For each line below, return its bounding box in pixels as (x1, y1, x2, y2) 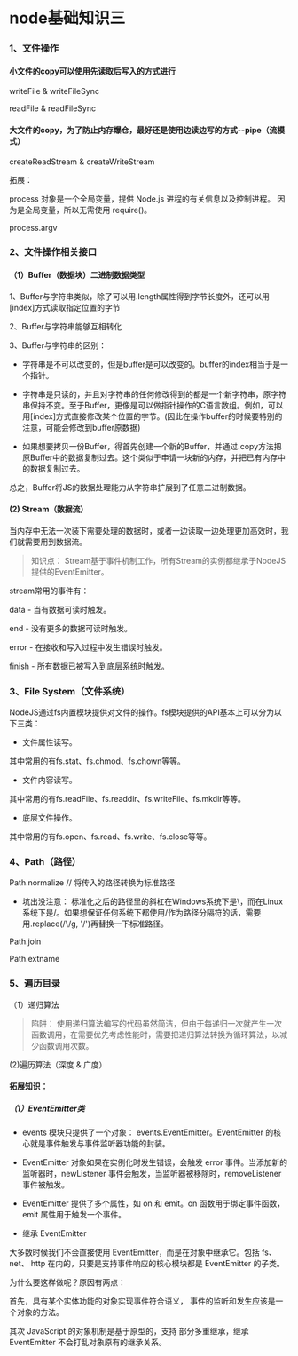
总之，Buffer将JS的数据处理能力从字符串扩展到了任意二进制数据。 (9, 481, 251, 493)
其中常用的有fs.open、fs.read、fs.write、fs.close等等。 (9, 831, 212, 842)
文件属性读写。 (21, 737, 77, 748)
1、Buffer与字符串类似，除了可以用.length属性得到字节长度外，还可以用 (9, 290, 271, 302)
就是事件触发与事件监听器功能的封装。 (29, 1138, 170, 1149)
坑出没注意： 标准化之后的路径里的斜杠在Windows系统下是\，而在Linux (21, 896, 284, 907)
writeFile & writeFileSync (9, 86, 100, 97)
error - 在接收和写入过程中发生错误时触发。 (9, 641, 168, 653)
